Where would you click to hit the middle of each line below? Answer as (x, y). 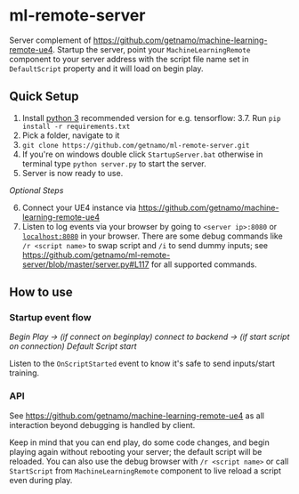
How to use (41, 292)
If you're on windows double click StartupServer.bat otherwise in (142, 154)
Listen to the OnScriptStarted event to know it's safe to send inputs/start (142, 364)
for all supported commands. (204, 264)
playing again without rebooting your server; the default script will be (136, 451)
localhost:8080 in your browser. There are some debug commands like (152, 236)
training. (24, 373)
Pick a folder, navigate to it (71, 135)
